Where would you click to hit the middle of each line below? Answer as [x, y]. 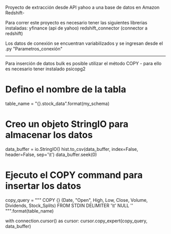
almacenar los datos [49, 135]
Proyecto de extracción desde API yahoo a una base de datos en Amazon [82, 7]
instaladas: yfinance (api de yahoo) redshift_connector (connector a [76, 28]
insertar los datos [43, 186]
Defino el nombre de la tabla [66, 89]
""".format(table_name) [30, 211]
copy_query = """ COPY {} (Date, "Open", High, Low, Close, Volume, [77, 200]
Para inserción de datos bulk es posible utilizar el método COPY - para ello [83, 63]
